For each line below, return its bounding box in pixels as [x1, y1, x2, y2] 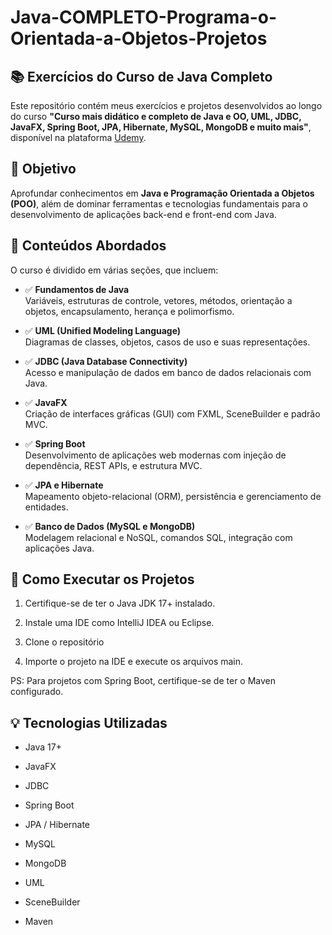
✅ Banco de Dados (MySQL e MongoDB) [24, 520, 196, 532]
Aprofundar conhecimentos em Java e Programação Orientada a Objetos [10, 187, 315, 199]
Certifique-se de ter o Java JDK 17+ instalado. [24, 597, 216, 610]
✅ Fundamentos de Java [24, 283, 130, 295]
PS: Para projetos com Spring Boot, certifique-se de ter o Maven [10, 675, 277, 687]
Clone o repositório [24, 636, 105, 648]
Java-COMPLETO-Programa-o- [10, 6, 278, 29]
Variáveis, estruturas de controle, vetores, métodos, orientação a [24, 294, 293, 306]
